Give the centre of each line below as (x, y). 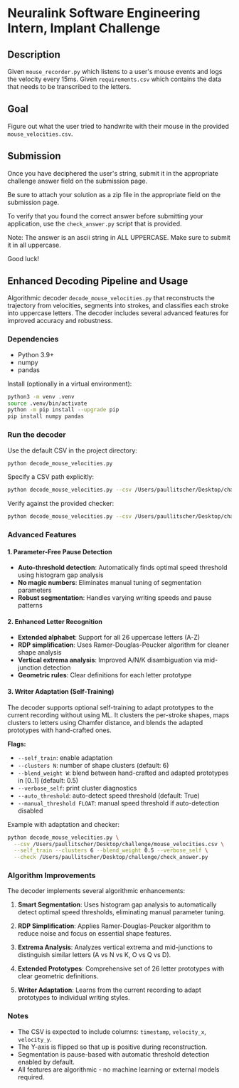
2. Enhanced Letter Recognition (55, 621)
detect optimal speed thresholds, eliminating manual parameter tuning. (121, 912)
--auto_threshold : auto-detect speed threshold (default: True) (109, 796)
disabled (30, 810)
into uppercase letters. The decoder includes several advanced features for (118, 313)
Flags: (17, 744)
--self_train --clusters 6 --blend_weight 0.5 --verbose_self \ (111, 851)
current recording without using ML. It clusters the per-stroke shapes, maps (118, 715)
